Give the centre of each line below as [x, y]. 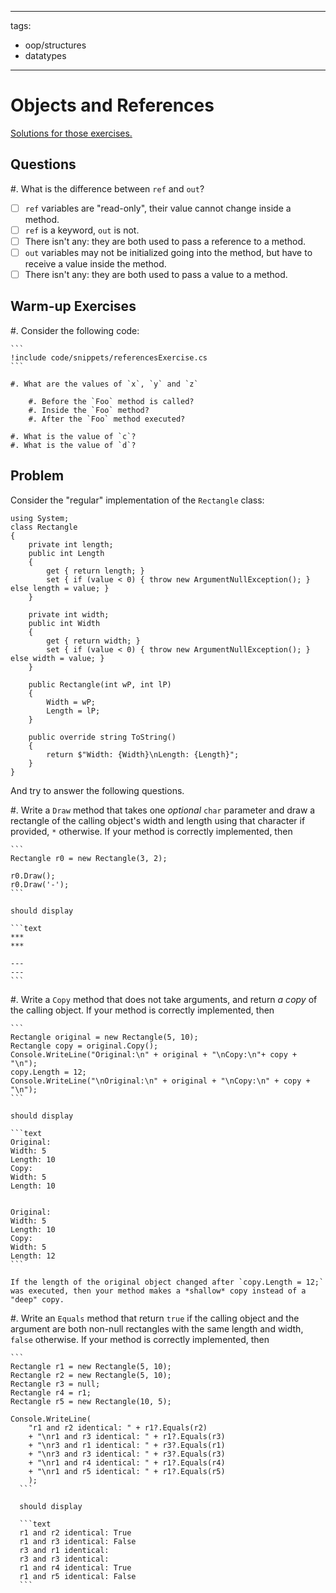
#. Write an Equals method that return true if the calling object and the [155, 1318]
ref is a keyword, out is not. [82, 230]
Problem [37, 476]
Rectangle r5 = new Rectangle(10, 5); [91, 1401]
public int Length [66, 553]
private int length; [71, 544]
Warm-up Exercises [73, 306]
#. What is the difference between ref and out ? [107, 188]
